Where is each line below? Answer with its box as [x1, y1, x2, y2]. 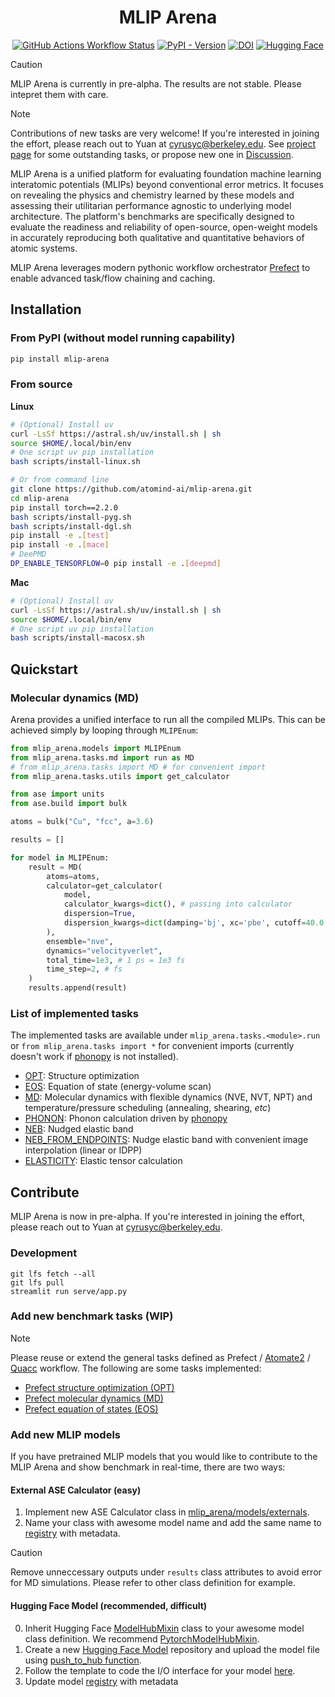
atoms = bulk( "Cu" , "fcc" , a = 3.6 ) [10, 817, 155, 827]
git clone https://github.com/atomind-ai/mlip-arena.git [10, 484, 253, 495]
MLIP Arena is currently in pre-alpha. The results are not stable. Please [10, 77, 302, 90]
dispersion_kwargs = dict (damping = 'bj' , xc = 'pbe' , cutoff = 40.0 [63, 918, 325, 928]
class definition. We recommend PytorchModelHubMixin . [24, 1632, 260, 1645]
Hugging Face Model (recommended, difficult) [10, 1599, 208, 1611]
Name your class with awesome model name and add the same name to [24, 1517, 322, 1529]
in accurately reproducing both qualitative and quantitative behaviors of [10, 231, 305, 243]
